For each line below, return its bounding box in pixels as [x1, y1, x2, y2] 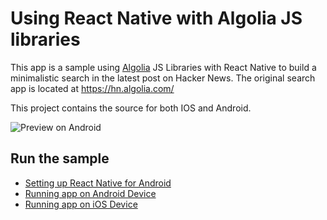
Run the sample [10, 150, 110, 167]
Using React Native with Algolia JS [10, 7, 303, 30]
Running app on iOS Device [24, 198, 138, 210]
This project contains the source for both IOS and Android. [10, 102, 252, 114]
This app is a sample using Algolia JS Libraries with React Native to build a [10, 61, 317, 73]
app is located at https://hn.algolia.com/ [10, 82, 175, 94]
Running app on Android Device [24, 187, 157, 199]
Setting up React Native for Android [24, 177, 172, 189]
